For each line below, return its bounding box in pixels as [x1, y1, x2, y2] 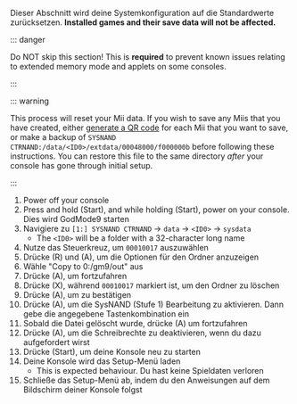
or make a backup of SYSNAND [10, 132, 117, 142]
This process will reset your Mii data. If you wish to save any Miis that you [10, 113, 281, 123]
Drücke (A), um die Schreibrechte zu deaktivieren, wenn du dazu [22, 327, 262, 338]
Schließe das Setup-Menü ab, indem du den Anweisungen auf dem [22, 375, 270, 385]
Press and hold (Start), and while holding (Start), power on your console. [22, 204, 290, 215]
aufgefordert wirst [22, 337, 90, 347]
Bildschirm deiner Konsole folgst [22, 384, 143, 395]
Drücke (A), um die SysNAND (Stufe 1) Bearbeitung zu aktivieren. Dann [22, 299, 285, 309]
